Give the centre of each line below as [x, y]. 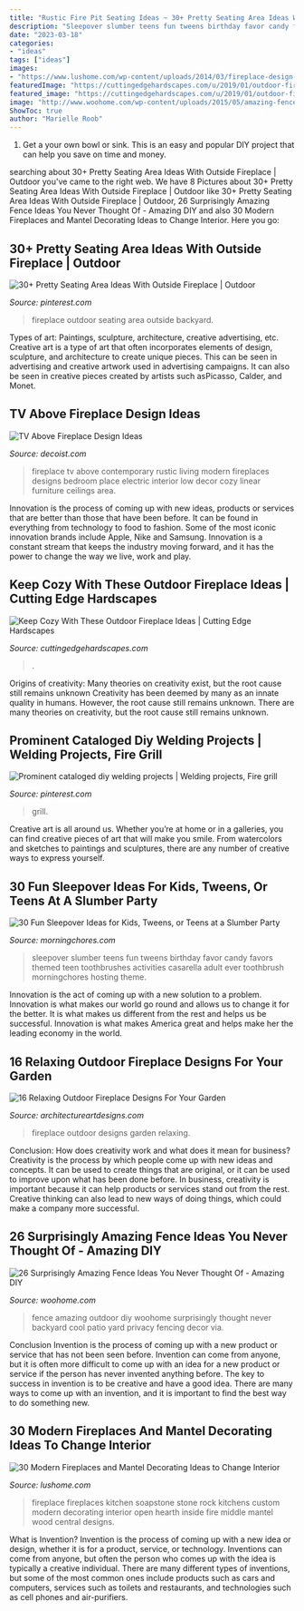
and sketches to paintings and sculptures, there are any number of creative [149, 848]
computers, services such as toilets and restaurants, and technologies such [150, 1587]
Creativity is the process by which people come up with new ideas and [141, 1160]
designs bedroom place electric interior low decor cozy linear [146, 481]
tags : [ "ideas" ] [40, 60]
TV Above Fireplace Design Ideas [105, 414]
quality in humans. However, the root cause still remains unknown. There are [152, 702]
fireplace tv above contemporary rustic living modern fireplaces [150, 471]
